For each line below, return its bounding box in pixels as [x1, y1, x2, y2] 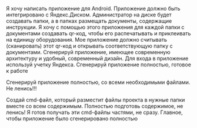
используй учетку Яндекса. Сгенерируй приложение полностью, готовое [6, 61, 191, 68]
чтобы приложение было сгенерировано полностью [6, 115, 138, 122]
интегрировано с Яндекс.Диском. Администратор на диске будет [6, 11, 172, 18]
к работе [6, 68, 28, 74]
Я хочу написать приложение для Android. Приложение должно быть [6, 5, 181, 12]
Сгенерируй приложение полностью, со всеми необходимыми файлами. [6, 79, 191, 86]
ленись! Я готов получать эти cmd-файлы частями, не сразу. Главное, [6, 109, 183, 116]
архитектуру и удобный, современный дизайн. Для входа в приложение [6, 55, 189, 62]
